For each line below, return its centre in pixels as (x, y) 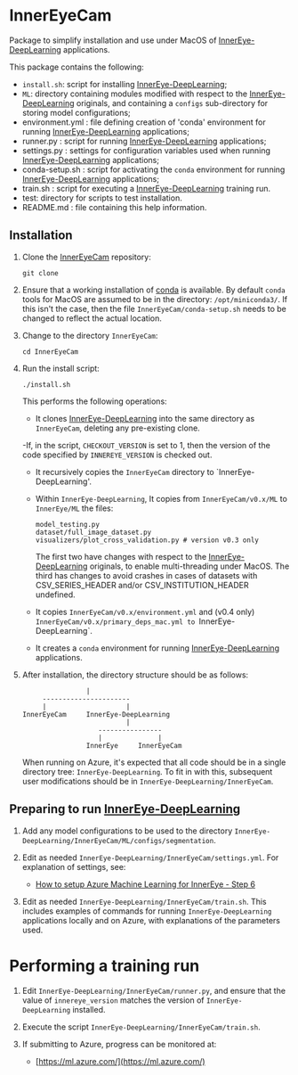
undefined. (55, 595)
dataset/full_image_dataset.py (93, 532)
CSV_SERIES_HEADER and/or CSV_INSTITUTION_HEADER (142, 585)
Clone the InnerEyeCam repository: (86, 257)
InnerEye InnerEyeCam (134, 745)
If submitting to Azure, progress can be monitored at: (119, 1044)
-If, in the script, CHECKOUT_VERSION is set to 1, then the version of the (146, 445)
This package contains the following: (77, 67)
